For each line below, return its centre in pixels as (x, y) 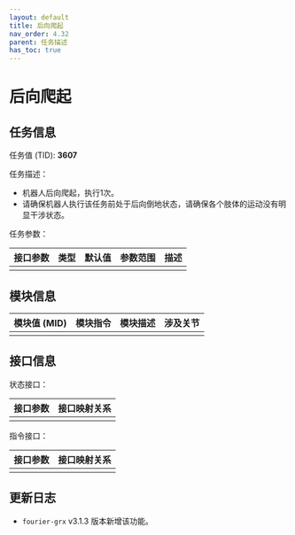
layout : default (39, 17)
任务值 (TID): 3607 (43, 155)
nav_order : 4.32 (39, 34)
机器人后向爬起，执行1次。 (70, 193)
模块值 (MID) (40, 322)
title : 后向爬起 (36, 26)
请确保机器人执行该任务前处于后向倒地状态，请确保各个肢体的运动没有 (150, 204)
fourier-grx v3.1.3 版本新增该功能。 (87, 521)
